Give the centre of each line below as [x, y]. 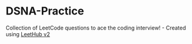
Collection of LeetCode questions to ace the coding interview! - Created [96, 28]
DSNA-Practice [45, 11]
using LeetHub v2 [28, 34]
